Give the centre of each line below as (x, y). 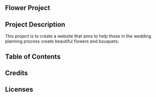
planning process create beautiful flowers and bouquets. (62, 41)
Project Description (35, 24)
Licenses (19, 89)
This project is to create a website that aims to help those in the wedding (78, 36)
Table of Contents (33, 57)
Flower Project (28, 8)
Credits (17, 73)
